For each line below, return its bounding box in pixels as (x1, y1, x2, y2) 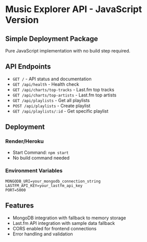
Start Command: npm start (12, 149, 69, 155)
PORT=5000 (5, 187, 26, 192)
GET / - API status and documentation (12, 76, 92, 82)
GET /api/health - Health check (12, 81, 80, 87)
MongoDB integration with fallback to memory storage (12, 215, 126, 221)
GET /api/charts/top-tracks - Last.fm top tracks (12, 86, 115, 92)
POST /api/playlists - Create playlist (12, 103, 91, 109)
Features (5, 201, 34, 210)
